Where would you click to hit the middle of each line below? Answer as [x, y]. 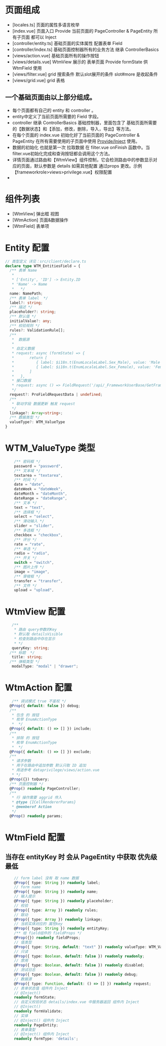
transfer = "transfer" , [39, 581]
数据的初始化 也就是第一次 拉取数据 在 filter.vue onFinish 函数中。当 [81, 147]
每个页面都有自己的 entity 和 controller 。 [54, 110]
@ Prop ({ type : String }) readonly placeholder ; [64, 901]
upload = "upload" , [34, 590]
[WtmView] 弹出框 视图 [36, 213]
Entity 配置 [27, 248]
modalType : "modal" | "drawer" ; [45, 667]
